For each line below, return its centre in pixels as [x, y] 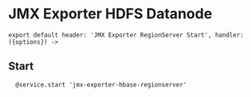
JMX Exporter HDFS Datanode [110, 14]
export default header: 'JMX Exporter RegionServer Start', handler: [126, 35]
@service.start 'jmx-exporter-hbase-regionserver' [101, 84]
